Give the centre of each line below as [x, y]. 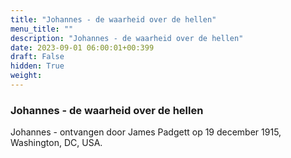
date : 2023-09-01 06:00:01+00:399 [82, 47]
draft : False [37, 57]
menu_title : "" [42, 29]
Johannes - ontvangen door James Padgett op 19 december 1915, [146, 132]
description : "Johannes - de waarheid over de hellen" [127, 38]
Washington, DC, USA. [56, 143]
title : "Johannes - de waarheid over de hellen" [113, 19]
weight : [26, 76]
